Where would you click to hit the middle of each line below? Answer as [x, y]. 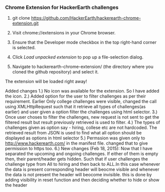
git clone [21, 18]
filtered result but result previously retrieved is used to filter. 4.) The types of [83, 123]
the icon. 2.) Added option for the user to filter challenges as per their [76, 96]
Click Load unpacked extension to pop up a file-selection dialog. [78, 57]
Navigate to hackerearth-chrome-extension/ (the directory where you [83, 67]
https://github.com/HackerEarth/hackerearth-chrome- [86, 18]
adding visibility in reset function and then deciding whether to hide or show [82, 180]
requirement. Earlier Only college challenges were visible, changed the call [81, 101]
